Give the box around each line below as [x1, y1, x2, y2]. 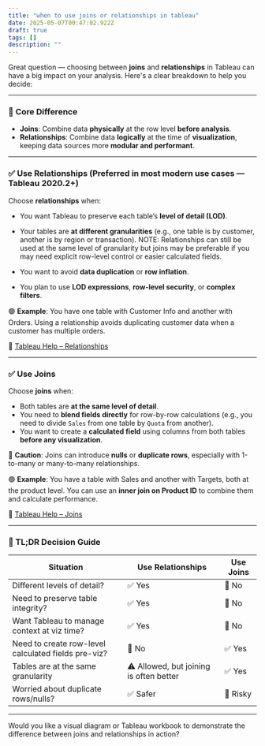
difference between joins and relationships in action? [8, 729, 180, 739]
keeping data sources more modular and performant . [19, 141, 195, 151]
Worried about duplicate [12, 684, 103, 695]
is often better [127, 671, 180, 682]
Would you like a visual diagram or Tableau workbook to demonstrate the [8, 721, 246, 730]
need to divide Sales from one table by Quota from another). [19, 419, 215, 428]
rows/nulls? [12, 693, 55, 704]
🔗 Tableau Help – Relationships [8, 341, 109, 351]
